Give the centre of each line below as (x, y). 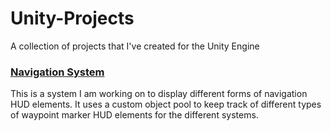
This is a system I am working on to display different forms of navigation (159, 94)
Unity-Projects (72, 18)
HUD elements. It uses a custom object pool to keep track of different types (166, 104)
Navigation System (57, 72)
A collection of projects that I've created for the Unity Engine (135, 46)
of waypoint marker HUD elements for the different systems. (134, 115)
